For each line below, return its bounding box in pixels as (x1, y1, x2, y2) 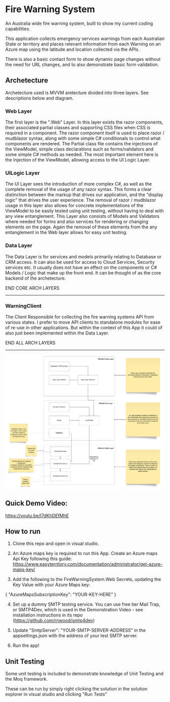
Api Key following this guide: (12, 556, 72, 562)
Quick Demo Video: (5, 499, 68, 508)
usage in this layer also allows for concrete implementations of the (5, 203, 144, 209)
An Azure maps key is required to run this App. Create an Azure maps (12, 551, 158, 557)
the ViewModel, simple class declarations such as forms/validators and (5, 146, 154, 152)
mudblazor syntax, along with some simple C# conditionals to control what (5, 135, 161, 141)
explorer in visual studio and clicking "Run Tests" (5, 691, 107, 697)
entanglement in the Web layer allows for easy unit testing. (5, 229, 127, 236)
